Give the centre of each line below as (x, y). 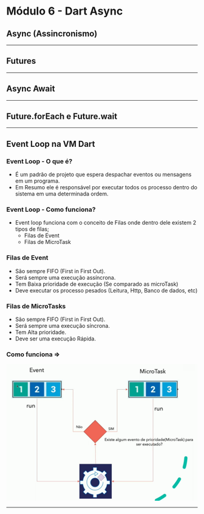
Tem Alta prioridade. (41, 333)
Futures (21, 61)
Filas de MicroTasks (36, 306)
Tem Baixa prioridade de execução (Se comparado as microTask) (97, 284)
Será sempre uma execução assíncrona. (65, 277)
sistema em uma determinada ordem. (62, 194)
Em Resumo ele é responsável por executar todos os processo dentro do (106, 188)
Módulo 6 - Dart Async (65, 11)
